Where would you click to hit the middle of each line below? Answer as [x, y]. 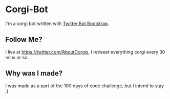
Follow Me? [24, 40]
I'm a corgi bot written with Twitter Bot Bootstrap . [57, 23]
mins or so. [17, 57]
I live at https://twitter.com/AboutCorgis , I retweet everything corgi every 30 [85, 52]
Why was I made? [34, 73]
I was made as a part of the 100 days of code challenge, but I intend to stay [84, 86]
